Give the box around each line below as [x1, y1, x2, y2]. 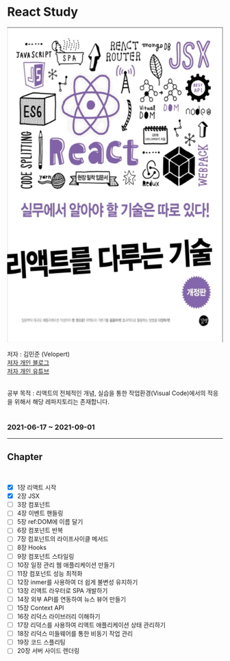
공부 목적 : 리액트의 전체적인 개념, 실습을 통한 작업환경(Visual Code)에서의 [7, 389, 206, 397]
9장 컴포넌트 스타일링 [16, 552, 75, 560]
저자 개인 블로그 [7, 358, 50, 367]
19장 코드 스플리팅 [16, 638, 66, 647]
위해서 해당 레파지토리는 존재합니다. [14, 397, 110, 405]
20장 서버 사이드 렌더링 [16, 647, 80, 655]
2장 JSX [16, 492, 40, 501]
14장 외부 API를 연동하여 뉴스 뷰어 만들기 [16, 594, 127, 603]
